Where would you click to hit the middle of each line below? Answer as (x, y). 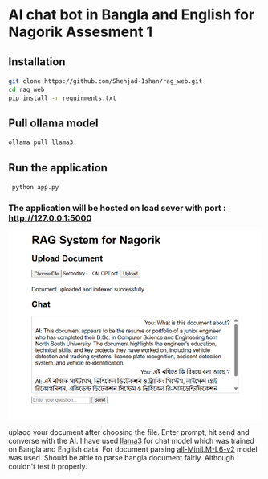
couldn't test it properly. (48, 466)
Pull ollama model (53, 124)
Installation (37, 62)
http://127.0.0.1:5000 (50, 217)
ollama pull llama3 (41, 142)
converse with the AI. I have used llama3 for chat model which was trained (131, 440)
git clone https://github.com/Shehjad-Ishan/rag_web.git (106, 81)
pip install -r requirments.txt (62, 98)
